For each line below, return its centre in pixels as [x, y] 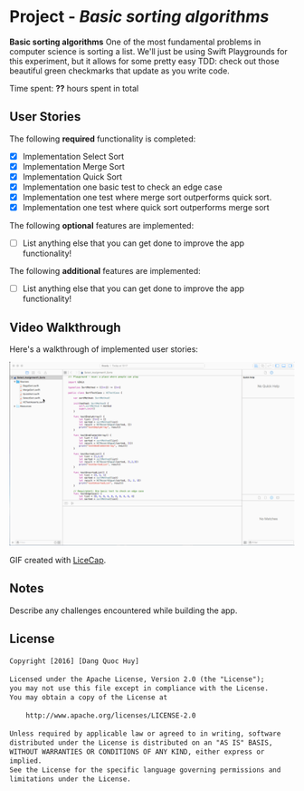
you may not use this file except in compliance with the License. [139, 688]
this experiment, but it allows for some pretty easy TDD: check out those [144, 61]
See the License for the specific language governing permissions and [145, 770]
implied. [26, 761]
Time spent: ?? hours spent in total [74, 88]
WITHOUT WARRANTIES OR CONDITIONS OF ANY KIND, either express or [137, 752]
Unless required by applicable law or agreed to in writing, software [145, 733]
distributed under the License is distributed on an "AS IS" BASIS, [141, 742]
